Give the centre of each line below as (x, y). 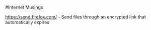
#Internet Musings (24, 7)
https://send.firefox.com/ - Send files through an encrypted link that (75, 17)
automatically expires (27, 22)
